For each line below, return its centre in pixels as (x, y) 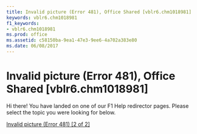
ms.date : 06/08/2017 (33, 46)
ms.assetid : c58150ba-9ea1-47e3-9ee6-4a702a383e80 (72, 40)
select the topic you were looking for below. (61, 112)
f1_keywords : (23, 23)
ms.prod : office (27, 35)
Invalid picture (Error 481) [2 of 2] (48, 124)
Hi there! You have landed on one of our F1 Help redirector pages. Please (98, 106)
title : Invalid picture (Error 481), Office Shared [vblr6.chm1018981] (99, 12)
